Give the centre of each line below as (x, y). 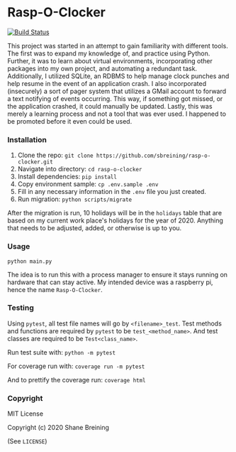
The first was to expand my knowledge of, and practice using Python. (109, 53)
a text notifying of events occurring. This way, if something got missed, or (115, 98)
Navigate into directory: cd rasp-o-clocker (80, 169)
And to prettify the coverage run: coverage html (77, 380)
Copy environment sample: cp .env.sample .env (88, 184)
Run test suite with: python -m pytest (61, 352)
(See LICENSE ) (27, 441)
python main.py (30, 261)
